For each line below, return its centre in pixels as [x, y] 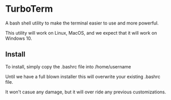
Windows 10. [19, 38]
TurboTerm [29, 9]
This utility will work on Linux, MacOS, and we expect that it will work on [81, 33]
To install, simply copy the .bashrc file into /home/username [68, 66]
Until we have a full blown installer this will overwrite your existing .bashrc [83, 77]
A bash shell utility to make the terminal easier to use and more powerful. [82, 23]
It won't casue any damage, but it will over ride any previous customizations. [86, 92]
